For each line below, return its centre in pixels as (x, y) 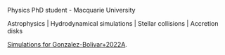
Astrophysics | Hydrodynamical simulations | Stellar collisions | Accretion (113, 23)
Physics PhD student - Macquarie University (71, 10)
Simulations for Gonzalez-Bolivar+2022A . (67, 44)
